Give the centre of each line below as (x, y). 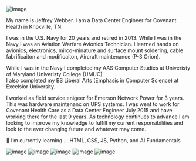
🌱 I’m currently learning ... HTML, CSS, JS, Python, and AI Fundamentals (93, 140)
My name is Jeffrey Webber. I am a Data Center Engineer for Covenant (91, 20)
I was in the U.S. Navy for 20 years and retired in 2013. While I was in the (94, 38)
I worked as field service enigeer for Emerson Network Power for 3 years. (95, 98)
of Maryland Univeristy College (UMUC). (55, 74)
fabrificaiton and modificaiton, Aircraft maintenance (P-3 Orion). (83, 56)
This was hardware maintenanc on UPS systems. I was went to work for (93, 104)
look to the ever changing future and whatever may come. (76, 129)
